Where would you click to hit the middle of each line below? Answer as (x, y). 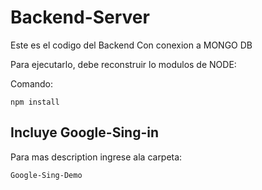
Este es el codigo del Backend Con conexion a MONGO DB (131, 45)
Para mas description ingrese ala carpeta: (96, 157)
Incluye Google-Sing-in (85, 132)
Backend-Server (80, 17)
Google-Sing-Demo (46, 175)
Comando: (32, 83)
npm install (35, 102)
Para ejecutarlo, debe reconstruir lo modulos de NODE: (123, 64)
